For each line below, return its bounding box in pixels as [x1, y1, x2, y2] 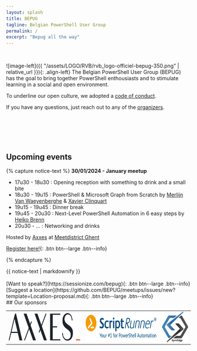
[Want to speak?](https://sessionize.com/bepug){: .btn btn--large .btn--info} [6, 280, 191, 287]
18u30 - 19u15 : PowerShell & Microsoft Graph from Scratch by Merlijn [14, 191, 184, 198]
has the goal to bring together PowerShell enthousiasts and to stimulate [6, 75, 179, 82]
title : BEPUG [6, 15, 38, 22]
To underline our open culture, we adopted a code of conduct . [6, 93, 157, 100]
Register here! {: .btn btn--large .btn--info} [6, 245, 107, 252]
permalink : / [6, 28, 38, 34]
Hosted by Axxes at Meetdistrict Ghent [6, 233, 100, 240]
